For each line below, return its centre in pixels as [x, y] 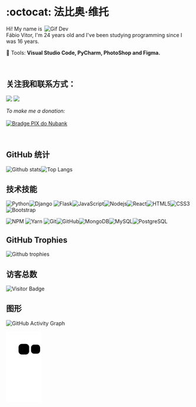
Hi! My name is [24, 29]
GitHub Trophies [37, 240]
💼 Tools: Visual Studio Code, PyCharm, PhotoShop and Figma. [83, 52]
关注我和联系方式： [41, 84]
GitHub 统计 [28, 155]
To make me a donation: [36, 111]
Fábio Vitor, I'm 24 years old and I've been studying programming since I [94, 35]
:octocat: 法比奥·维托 [57, 12]
